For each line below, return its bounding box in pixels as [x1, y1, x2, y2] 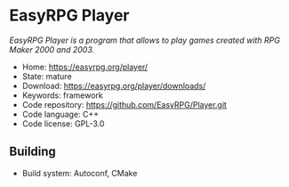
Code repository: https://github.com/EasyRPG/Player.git [21, 99, 227, 110]
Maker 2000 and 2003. [9, 44, 95, 54]
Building [9, 144, 56, 159]
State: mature [21, 70, 73, 81]
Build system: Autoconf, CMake [21, 167, 138, 178]
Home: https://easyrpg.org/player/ [21, 61, 149, 72]
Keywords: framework [21, 90, 104, 101]
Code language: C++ [21, 109, 100, 119]
